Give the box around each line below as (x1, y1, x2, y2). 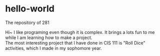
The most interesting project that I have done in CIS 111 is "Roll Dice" (5, 39, 146, 45)
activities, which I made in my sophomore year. (5, 45, 102, 51)
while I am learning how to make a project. (5, 34, 92, 40)
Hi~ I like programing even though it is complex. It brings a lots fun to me (5, 29, 155, 35)
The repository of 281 (5, 19, 49, 25)
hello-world (5, 3, 55, 14)
